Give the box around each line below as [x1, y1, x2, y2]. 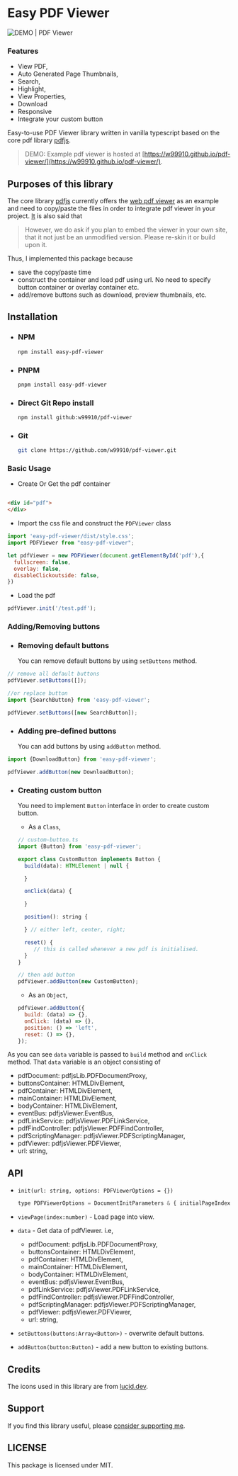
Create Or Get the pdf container [17, 479, 111, 488]
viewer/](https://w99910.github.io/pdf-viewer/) [24, 157, 161, 166]
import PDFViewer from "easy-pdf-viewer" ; [7, 540, 135, 547]
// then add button [17, 972, 76, 979]
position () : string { [24, 914, 89, 921]
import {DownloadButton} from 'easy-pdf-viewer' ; [7, 756, 157, 763]
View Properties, [17, 92, 67, 101]
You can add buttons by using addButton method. [17, 742, 161, 751]
